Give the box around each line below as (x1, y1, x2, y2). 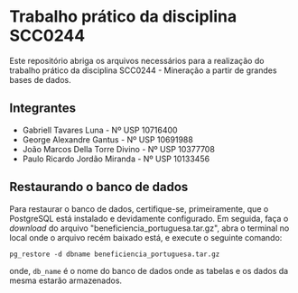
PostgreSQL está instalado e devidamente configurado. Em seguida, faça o (9, 213, 289, 224)
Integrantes (9, 101, 77, 116)
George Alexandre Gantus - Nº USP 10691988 (22, 133, 194, 145)
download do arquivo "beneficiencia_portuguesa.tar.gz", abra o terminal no (9, 223, 290, 233)
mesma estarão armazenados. (9, 275, 123, 286)
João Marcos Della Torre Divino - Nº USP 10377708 (22, 143, 215, 154)
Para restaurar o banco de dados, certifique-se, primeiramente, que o (9, 203, 269, 214)
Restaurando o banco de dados (9, 179, 189, 195)
